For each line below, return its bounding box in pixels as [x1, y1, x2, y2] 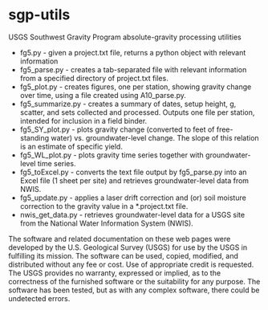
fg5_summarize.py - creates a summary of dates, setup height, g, [19, 99, 237, 108]
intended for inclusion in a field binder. [19, 116, 148, 125]
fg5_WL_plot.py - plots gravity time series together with [19, 150, 205, 160]
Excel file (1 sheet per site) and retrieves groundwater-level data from [19, 175, 250, 186]
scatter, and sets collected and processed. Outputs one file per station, [19, 107, 255, 117]
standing [19, 133, 50, 142]
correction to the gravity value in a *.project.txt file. [19, 201, 189, 210]
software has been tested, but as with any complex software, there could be [8, 285, 260, 295]
